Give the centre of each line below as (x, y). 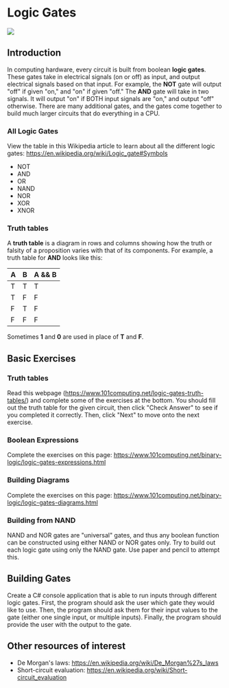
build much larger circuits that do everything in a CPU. (83, 113)
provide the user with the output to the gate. (69, 624)
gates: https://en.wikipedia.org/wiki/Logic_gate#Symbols (87, 153)
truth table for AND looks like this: (55, 258)
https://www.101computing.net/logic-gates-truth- (134, 393)
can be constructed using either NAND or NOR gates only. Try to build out (111, 542)
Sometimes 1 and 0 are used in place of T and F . (75, 337)
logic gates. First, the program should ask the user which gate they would (111, 602)
